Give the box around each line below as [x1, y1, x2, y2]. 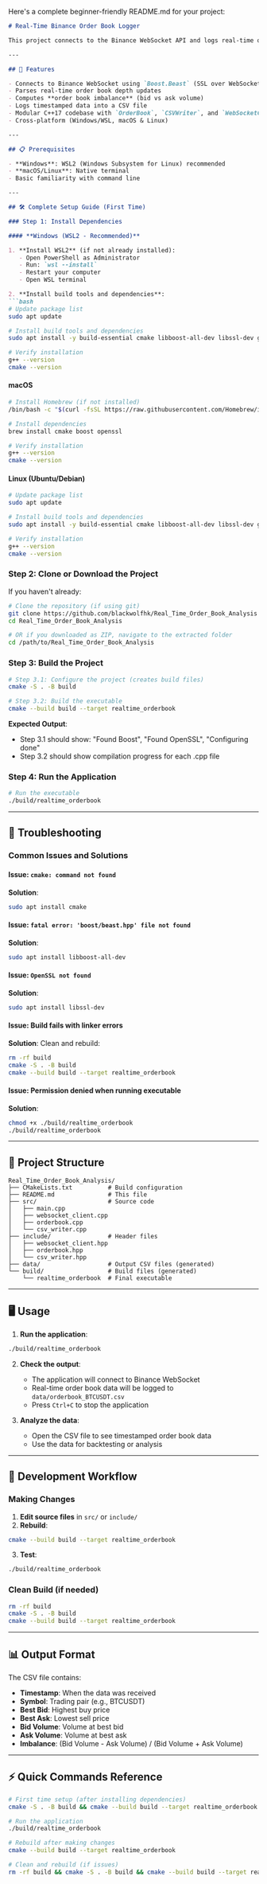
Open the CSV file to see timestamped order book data [31, 1430, 212, 1440]
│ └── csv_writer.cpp [8, 1226, 87, 1234]
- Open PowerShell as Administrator [18, 254, 141, 262]
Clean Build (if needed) [8, 1584, 99, 1595]
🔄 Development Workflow [8, 1470, 137, 1484]
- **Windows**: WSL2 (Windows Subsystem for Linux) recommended [8, 159, 226, 168]
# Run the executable [8, 790, 80, 798]
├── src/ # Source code [8, 1198, 155, 1206]
